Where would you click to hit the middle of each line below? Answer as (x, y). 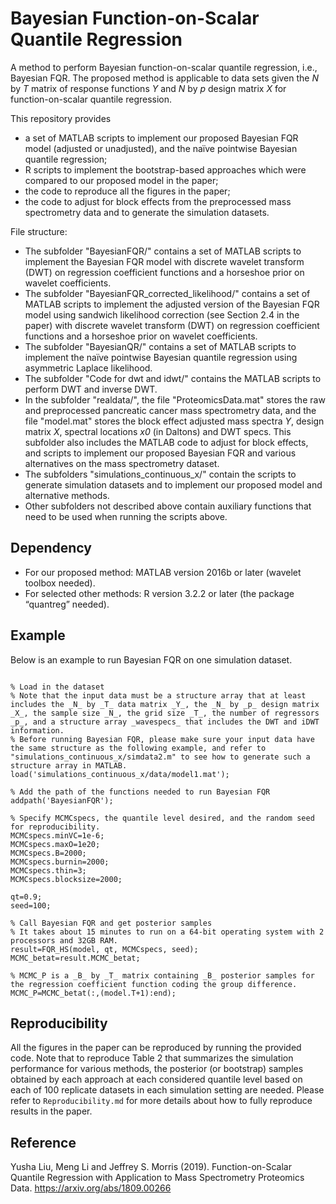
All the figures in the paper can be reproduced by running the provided (156, 1048)
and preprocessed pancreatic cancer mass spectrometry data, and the (170, 410)
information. (37, 730)
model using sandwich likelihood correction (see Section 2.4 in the (162, 314)
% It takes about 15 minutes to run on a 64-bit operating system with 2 (167, 932)
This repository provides (61, 118)
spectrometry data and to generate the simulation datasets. (147, 212)
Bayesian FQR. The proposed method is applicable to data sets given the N (165, 78)
